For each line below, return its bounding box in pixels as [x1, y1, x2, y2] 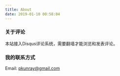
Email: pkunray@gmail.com [5, 65, 60, 71]
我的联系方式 [5, 54, 36, 61]
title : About [5, 7, 32, 12]
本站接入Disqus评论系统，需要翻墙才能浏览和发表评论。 [5, 40, 118, 46]
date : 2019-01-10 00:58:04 [5, 12, 60, 17]
